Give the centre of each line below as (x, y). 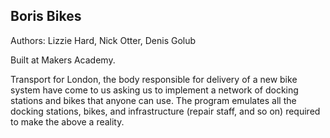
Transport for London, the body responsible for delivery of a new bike (154, 79)
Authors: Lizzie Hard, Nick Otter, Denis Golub (103, 40)
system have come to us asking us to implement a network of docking (154, 90)
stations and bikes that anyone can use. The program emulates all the (153, 100)
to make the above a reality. (67, 121)
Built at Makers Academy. (63, 60)
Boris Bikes (46, 16)
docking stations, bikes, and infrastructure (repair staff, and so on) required (165, 111)
